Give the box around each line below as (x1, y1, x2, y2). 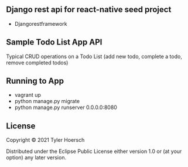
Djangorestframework (14, 20, 67, 27)
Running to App (6, 76, 64, 86)
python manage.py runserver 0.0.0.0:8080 (14, 104, 117, 111)
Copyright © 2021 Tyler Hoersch (6, 137, 85, 144)
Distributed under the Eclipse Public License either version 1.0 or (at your (6, 148, 182, 155)
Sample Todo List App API (6, 38, 102, 47)
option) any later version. (6, 154, 66, 161)
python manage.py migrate (14, 98, 80, 105)
